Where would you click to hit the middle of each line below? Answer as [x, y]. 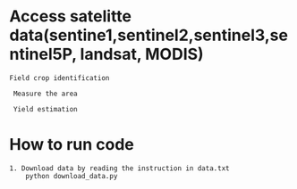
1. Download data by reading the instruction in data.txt [119, 168]
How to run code [72, 145]
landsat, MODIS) [142, 54]
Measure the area [45, 94]
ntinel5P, [43, 54]
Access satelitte [71, 16]
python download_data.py [72, 176]
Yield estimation [45, 109]
